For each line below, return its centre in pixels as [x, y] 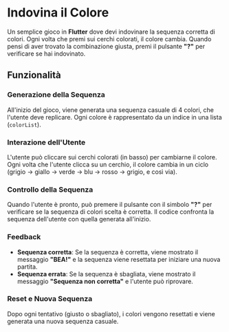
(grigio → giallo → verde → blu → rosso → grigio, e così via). [92, 171]
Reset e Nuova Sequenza [50, 299]
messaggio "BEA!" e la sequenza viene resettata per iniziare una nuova [119, 259]
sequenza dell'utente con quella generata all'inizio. [79, 219]
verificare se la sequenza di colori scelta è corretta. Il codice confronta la [111, 212]
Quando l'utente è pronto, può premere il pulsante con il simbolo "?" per [110, 205]
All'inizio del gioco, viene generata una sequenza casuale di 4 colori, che [111, 110]
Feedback [24, 237]
